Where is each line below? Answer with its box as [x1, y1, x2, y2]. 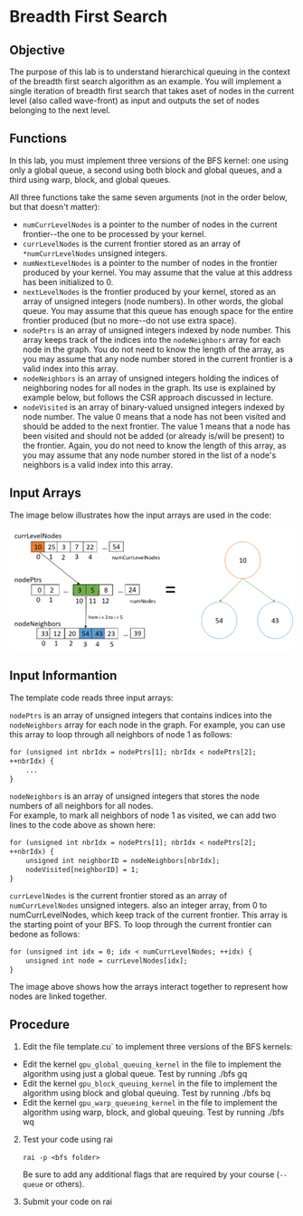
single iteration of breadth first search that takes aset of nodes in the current [9, 86, 295, 96]
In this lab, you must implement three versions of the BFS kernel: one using [9, 155, 289, 166]
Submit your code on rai [22, 1196, 113, 1207]
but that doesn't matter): [9, 201, 100, 212]
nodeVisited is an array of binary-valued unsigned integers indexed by [22, 401, 285, 413]
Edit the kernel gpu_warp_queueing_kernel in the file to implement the [22, 1097, 278, 1107]
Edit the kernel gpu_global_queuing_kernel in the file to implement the [22, 1059, 282, 1069]
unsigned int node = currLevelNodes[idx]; [25, 956, 188, 965]
